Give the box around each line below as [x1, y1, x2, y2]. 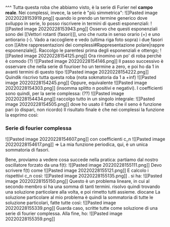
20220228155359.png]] [5, 216, 55, 222]
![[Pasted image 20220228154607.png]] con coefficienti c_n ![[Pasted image [5, 136, 165, 142]
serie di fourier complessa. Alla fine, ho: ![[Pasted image [5, 210, 123, 217]
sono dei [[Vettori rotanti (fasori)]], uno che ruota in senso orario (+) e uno [5, 31, 160, 37]
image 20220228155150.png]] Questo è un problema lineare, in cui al [5, 178, 150, 184]
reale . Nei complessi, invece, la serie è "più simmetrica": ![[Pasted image [5, 10, 158, 16]
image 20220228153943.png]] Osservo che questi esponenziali [24, 26, 158, 32]
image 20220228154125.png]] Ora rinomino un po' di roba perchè [24, 53, 162, 59]
